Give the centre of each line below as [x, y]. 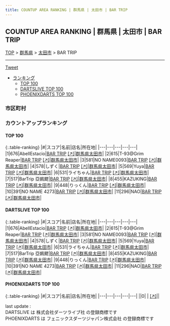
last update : [18, 306]
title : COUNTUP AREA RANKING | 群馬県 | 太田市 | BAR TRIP [67, 10]
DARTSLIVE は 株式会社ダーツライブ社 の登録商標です [61, 312]
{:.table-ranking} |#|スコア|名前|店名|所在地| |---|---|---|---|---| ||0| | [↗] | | [82, 296]
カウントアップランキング [36, 123]
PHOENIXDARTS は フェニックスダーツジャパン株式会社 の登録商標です [80, 318]
